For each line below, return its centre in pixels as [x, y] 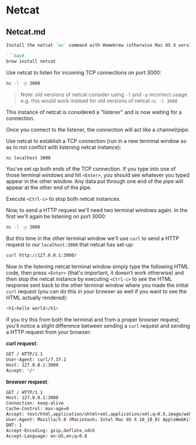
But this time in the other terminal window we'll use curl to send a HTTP [93, 238]
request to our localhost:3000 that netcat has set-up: [70, 245]
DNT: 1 [14, 425]
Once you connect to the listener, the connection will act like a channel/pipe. [98, 129]
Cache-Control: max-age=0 [37, 409]
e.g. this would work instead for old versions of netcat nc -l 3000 [99, 101]
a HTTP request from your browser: [49, 332]
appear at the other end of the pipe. [49, 187]
